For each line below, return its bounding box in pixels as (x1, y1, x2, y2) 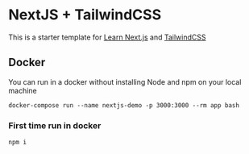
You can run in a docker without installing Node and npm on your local (8, 77, 242, 86)
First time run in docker (8, 119, 102, 131)
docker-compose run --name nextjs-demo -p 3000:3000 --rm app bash (8, 101, 240, 110)
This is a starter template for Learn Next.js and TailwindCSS (8, 32, 206, 42)
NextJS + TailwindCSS (8, 6, 162, 24)
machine (8, 85, 38, 95)
